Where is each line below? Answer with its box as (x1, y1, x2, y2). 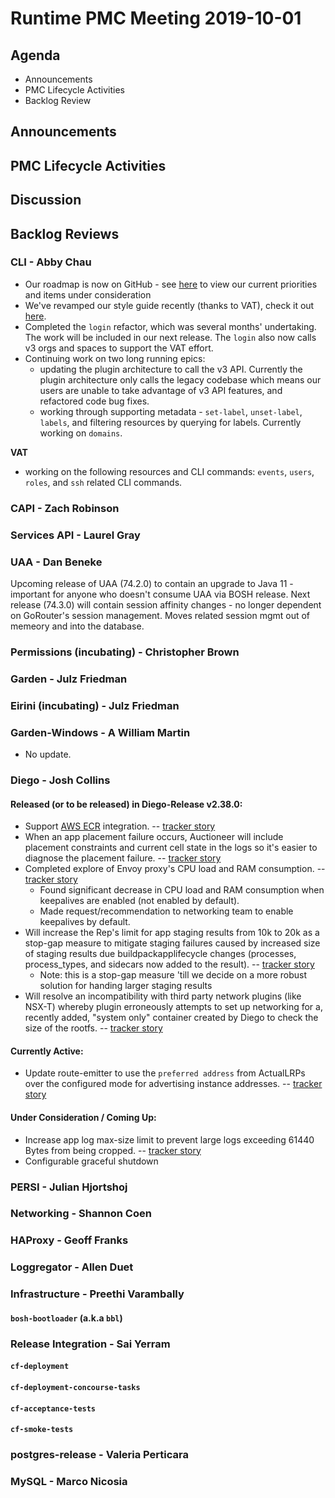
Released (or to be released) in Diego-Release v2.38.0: (10, 798, 243, 810)
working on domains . (39, 427, 123, 439)
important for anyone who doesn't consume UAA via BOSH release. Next (10, 588, 311, 600)
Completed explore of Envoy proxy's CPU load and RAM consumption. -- (24, 863, 326, 875)
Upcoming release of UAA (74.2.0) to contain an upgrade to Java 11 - (10, 578, 294, 589)
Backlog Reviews (10, 225, 120, 242)
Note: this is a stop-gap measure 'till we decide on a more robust (39, 969, 308, 981)
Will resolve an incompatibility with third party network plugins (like (24, 990, 302, 1002)
